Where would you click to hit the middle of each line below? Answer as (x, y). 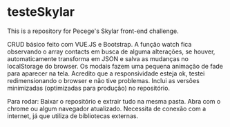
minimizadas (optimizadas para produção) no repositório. (89, 88)
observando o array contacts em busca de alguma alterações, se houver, (111, 51)
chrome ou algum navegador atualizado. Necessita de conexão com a (107, 108)
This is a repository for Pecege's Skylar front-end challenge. (93, 31)
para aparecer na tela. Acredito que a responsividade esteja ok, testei (106, 73)
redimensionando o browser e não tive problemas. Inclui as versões (104, 80)
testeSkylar (41, 12)
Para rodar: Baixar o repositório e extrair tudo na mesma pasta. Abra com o (114, 101)
